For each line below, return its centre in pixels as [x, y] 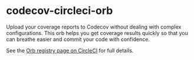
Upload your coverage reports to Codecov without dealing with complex [94, 27]
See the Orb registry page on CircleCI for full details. [70, 50]
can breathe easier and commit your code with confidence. [78, 39]
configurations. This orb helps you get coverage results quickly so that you [97, 33]
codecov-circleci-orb [60, 11]
